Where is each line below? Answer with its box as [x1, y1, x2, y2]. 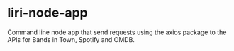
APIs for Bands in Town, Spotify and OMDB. [7, 35, 135, 43]
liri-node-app [7, 5, 88, 21]
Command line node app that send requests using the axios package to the [7, 28, 227, 36]
